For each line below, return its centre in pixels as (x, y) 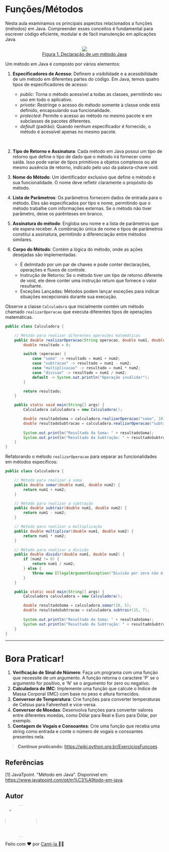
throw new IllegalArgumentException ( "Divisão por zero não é (98, 573)
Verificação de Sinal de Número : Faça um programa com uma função (85, 672)
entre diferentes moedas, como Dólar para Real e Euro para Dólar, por (85, 715)
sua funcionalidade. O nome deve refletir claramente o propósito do (83, 182)
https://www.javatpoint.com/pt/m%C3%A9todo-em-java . (65, 780)
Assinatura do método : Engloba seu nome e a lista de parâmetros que (86, 223)
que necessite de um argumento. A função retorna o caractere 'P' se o (86, 678)
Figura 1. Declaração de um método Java (84, 54)
